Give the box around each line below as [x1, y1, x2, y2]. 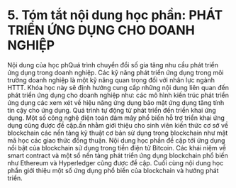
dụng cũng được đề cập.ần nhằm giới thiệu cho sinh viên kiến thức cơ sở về [7, 121, 229, 129]
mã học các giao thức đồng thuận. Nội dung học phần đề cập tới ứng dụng [7, 136, 225, 145]
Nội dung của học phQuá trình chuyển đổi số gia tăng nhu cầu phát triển [7, 60, 218, 69]
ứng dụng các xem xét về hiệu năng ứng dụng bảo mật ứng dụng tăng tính [7, 98, 225, 106]
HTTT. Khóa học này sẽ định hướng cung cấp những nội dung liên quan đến [7, 83, 229, 92]
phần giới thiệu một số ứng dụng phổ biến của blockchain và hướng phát [7, 166, 219, 175]
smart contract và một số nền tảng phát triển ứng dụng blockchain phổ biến [7, 151, 228, 160]
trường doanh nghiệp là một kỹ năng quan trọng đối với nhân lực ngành [7, 75, 215, 84]
